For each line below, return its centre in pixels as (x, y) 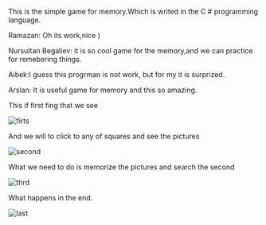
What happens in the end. (51, 198)
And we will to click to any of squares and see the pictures (104, 136)
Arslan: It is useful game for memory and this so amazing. (103, 90)
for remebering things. (45, 59)
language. (25, 20)
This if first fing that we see (53, 105)
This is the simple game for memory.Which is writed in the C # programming (133, 12)
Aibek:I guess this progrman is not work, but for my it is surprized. (117, 74)
